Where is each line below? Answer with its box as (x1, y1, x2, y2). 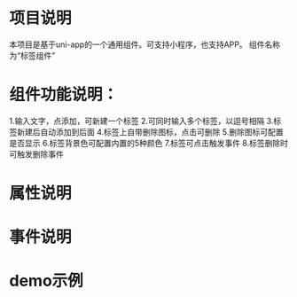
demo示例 (9, 271, 84, 291)
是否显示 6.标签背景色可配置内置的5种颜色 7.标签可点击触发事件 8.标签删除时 (9, 137, 288, 148)
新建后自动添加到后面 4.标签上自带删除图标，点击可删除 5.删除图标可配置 (16, 126, 284, 137)
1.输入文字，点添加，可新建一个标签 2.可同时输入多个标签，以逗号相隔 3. (9, 115, 274, 126)
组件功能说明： (9, 85, 119, 105)
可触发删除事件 (9, 148, 64, 160)
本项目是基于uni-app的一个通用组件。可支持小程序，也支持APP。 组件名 (9, 39, 273, 50)
